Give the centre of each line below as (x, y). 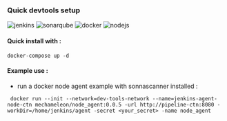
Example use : (28, 71)
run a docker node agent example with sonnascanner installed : (107, 86)
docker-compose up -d (38, 56)
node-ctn (20, 104)
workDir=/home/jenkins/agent (49, 111)
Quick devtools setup (44, 10)
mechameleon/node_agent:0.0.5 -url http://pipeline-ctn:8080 (125, 104)
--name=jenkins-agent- (185, 98)
